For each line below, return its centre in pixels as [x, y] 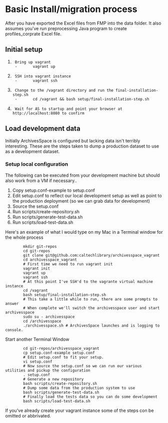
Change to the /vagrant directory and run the [64, 90]
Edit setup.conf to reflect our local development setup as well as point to [87, 195]
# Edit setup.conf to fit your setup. [63, 357]
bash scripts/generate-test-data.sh [61, 392]
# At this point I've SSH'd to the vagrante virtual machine [88, 281]
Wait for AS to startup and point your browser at [68, 109]
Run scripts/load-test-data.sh [43, 222]
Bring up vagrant [33, 62]
